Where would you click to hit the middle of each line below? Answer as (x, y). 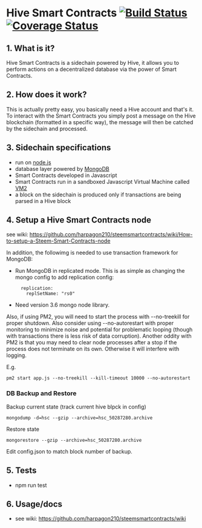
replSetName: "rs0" (51, 294)
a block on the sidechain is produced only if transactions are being (98, 195)
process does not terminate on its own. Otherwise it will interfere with (93, 349)
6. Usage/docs (34, 504)
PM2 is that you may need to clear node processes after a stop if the (92, 343)
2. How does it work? (47, 95)
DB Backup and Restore (41, 393)
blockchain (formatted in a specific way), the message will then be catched (100, 122)
